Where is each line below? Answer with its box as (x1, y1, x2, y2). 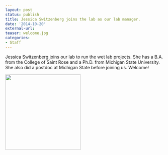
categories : (5, 36, 30, 41)
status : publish (5, 12, 39, 17)
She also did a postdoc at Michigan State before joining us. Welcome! (5, 64, 149, 70)
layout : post (5, 7, 33, 13)
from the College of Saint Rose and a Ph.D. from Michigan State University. (5, 59, 160, 65)
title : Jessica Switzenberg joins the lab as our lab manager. (5, 17, 141, 22)
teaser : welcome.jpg (5, 31, 49, 36)
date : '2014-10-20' (5, 21, 46, 27)
